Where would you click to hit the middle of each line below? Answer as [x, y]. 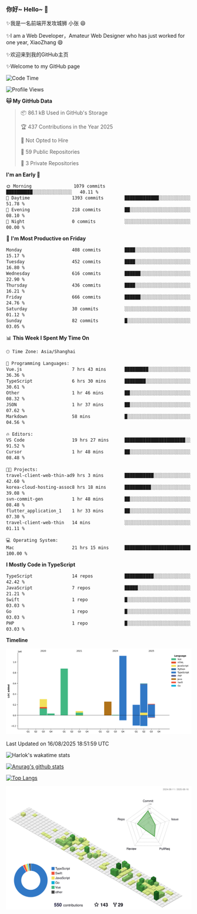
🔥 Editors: [20, 435]
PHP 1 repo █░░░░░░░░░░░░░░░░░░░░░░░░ [98, 623]
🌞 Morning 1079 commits [56, 186]
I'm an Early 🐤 [23, 175]
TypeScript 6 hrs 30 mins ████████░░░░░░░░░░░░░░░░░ [98, 382]
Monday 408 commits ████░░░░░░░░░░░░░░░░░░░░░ [98, 250]
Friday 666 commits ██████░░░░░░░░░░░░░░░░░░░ [98, 297]
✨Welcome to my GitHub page [43, 67]
